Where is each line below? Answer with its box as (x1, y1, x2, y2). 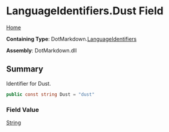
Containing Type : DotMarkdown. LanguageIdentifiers (6, 35, 137, 42)
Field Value (6, 105, 39, 114)
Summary (6, 64, 44, 74)
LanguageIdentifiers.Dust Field (6, 4, 164, 18)
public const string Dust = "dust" (6, 91, 95, 98)
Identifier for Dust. (6, 80, 51, 87)
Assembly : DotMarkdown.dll (6, 46, 77, 54)
